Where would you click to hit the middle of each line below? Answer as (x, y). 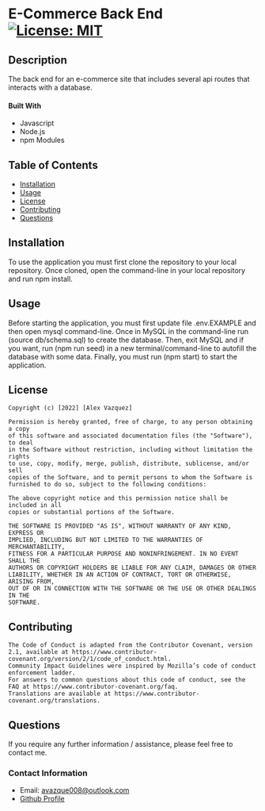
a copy (19, 429)
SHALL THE (25, 561)
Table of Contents (53, 165)
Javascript (37, 123)
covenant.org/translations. (55, 701)
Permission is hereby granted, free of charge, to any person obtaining (131, 422)
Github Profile (42, 799)
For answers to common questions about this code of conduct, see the (127, 680)
